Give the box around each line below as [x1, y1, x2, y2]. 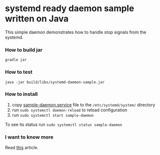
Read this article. [5, 145, 39, 151]
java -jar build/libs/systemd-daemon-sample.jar [5, 79, 105, 85]
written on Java [5, 13, 69, 24]
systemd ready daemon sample [5, 3, 134, 14]
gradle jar [5, 58, 27, 62]
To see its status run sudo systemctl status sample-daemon [5, 122, 122, 127]
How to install [5, 91, 38, 97]
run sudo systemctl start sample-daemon [12, 112, 94, 118]
